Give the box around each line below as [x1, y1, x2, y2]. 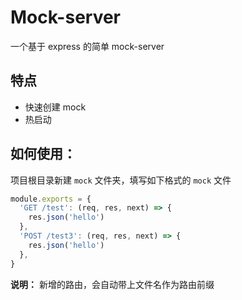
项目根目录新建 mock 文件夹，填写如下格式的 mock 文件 [10, 174, 232, 186]
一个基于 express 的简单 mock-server [10, 40, 165, 52]
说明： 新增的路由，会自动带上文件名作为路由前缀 [10, 278, 215, 290]
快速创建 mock [24, 101, 87, 113]
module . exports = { [10, 194, 92, 204]
